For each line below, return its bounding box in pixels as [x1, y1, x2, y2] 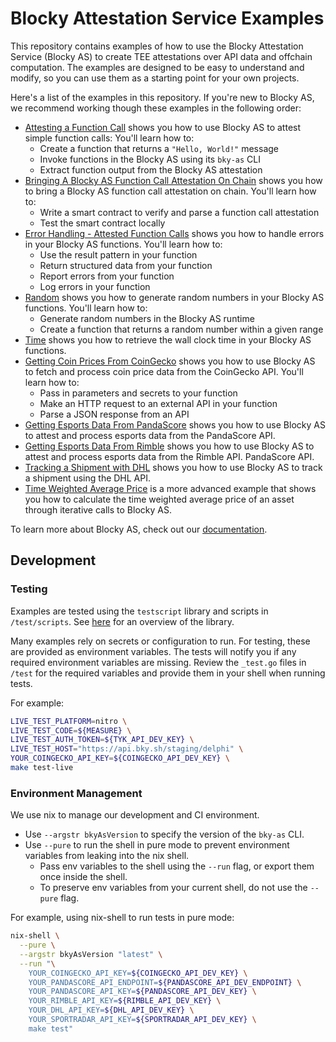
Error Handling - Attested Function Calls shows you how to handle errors [24, 227, 325, 239]
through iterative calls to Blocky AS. [24, 503, 172, 516]
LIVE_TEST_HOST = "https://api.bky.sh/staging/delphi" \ [10, 744, 244, 754]
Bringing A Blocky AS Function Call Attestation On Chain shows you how [24, 174, 323, 186]
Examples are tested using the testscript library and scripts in [10, 605, 269, 617]
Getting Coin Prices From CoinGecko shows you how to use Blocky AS [24, 355, 316, 367]
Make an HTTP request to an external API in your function [39, 397, 278, 409]
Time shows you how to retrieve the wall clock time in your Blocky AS [24, 333, 312, 346]
